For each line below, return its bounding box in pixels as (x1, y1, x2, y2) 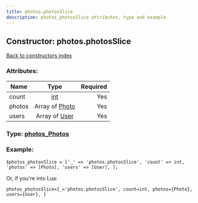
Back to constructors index (6, 52, 73, 60)
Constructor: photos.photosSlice (6, 36, 131, 46)
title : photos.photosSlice (6, 8, 73, 15)
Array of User (36, 111, 74, 120)
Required (81, 82, 108, 90)
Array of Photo (34, 102, 76, 110)
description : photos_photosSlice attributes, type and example (6, 14, 166, 20)
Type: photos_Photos (6, 129, 70, 138)
